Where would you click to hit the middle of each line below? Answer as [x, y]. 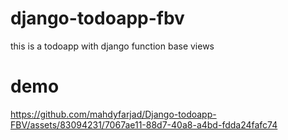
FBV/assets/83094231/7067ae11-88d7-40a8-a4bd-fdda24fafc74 [144, 124]
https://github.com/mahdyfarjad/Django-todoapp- [113, 114]
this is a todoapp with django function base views [112, 46]
